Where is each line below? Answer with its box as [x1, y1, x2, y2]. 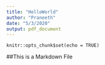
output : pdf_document [6, 26, 62, 32]
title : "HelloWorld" [6, 9, 59, 15]
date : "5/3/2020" [6, 20, 51, 26]
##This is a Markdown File [6, 53, 73, 61]
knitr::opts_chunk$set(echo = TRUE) [6, 43, 100, 49]
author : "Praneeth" [6, 15, 56, 21]
